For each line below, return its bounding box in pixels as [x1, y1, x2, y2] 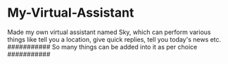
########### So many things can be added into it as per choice [7, 42, 198, 51]
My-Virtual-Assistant [7, 5, 134, 21]
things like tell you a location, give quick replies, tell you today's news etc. [7, 35, 222, 43]
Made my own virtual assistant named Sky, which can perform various [7, 28, 211, 36]
